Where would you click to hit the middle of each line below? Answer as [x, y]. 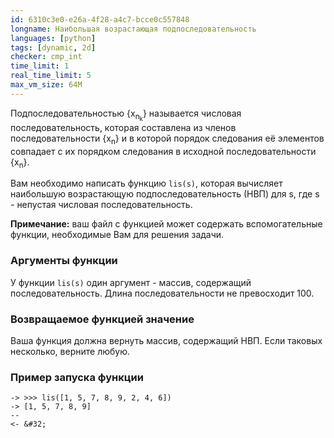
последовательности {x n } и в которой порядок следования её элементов [167, 139]
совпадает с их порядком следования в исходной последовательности [163, 151]
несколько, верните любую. [70, 352]
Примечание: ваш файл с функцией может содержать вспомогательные [166, 224]
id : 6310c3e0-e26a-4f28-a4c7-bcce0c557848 [100, 19]
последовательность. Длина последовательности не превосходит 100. [162, 293]
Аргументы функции [64, 261]
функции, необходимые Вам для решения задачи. [117, 235]
